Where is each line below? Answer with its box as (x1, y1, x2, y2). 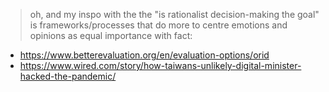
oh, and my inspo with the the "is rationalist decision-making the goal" (29, 9, 320, 20)
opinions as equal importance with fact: (29, 30, 193, 41)
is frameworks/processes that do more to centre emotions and (29, 19, 288, 31)
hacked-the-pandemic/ (19, 70, 117, 82)
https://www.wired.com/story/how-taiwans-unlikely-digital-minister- (19, 60, 302, 71)
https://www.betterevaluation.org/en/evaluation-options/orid (19, 49, 270, 61)
